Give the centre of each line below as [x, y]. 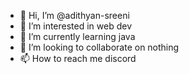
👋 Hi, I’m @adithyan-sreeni [74, 15]
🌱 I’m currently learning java [77, 36]
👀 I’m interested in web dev [76, 26]
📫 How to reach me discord [78, 58]
